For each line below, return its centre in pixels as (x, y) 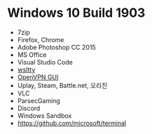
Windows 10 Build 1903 (76, 13)
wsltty (26, 69)
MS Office (32, 55)
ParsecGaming (39, 100)
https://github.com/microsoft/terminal (72, 123)
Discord (29, 108)
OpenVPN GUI (38, 77)
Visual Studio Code (45, 62)
